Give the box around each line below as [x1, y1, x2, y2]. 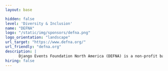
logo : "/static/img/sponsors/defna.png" [5, 30, 91, 35]
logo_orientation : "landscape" [5, 35, 70, 40]
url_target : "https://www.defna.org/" [5, 39, 86, 45]
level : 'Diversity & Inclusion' [5, 21, 72, 26]
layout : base [5, 7, 32, 12]
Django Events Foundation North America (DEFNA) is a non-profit [18, 53, 157, 58]
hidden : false [5, 16, 35, 21]
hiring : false [5, 58, 35, 63]
